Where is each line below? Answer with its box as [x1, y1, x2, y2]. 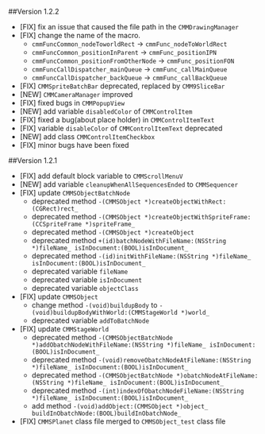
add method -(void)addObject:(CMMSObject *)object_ [31, 401, 209, 410]
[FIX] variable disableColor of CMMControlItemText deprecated [19, 123, 223, 133]
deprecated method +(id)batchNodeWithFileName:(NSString [31, 236, 227, 245]
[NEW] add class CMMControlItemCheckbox [19, 132, 156, 141]
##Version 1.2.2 [8, 7, 60, 16]
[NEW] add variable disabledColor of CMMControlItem [19, 107, 193, 116]
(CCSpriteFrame [31, 220, 82, 228]
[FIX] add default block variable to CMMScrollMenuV [19, 171, 183, 180]
